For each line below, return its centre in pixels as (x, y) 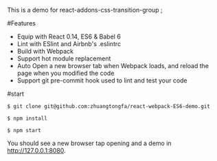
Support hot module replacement (64, 58)
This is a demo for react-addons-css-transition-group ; (85, 10)
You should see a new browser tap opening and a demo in (89, 143)
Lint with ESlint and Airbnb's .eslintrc (69, 44)
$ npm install (27, 118)
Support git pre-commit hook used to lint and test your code (102, 80)
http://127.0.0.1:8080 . (37, 150)
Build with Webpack (45, 51)
